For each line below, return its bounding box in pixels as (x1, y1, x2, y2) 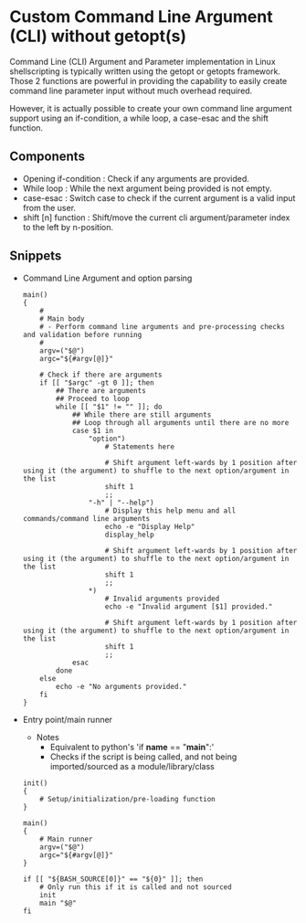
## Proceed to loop (56, 394, 130, 403)
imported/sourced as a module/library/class (49, 760, 215, 771)
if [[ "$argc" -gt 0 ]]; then (39, 377, 154, 387)
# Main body (39, 313, 85, 324)
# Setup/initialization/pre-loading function (39, 794, 216, 803)
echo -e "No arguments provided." (56, 682, 187, 691)
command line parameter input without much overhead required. (9, 85, 253, 96)
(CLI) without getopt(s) (9, 26, 187, 47)
